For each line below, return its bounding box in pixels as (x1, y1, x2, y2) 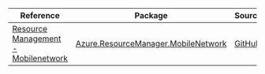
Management (12, 33, 62, 44)
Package (134, 10, 168, 20)
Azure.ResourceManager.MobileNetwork (75, 39, 227, 49)
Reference (20, 10, 61, 20)
